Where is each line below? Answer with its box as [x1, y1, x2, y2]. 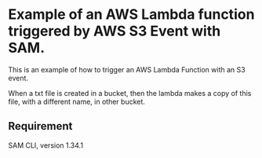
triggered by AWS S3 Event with [8, 22, 221, 40]
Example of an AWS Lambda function [8, 6, 255, 24]
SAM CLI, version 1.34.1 [8, 140, 84, 150]
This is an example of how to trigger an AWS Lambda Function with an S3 [8, 64, 246, 74]
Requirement [8, 119, 73, 133]
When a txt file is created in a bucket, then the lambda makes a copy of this [8, 88, 252, 97]
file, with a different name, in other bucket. [8, 97, 145, 106]
